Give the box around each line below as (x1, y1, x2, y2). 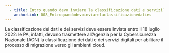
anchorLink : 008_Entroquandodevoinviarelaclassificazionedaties (14, 12, 152, 17)
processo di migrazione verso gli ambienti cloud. (5, 42, 106, 48)
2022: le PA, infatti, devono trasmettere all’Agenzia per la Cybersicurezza (5, 31, 157, 37)
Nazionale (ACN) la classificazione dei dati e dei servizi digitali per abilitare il (5, 36, 163, 43)
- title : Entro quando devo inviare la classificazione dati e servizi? (9, 7, 165, 13)
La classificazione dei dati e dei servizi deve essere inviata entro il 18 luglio (5, 26, 160, 32)
